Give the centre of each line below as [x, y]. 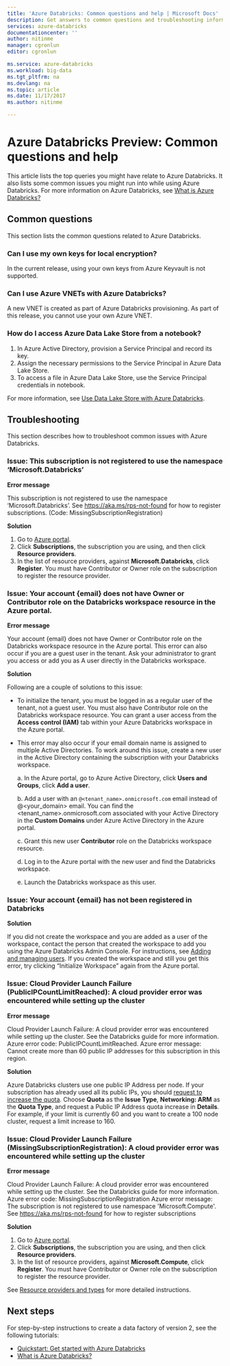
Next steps [31, 1311]
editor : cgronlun [32, 52]
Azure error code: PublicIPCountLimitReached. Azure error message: [104, 1044]
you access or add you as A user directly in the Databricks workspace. [107, 661]
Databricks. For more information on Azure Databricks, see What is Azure [111, 190]
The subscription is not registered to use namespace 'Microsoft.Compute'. [112, 1206]
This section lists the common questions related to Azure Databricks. [104, 236]
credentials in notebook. [51, 385]
